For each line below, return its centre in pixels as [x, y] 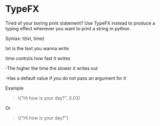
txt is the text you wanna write [37, 48]
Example [15, 88]
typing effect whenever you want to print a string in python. [68, 28]
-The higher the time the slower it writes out [52, 68]
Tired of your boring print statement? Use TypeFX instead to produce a [80, 23]
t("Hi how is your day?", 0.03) [49, 98]
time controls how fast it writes [38, 58]
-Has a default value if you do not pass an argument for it [66, 78]
